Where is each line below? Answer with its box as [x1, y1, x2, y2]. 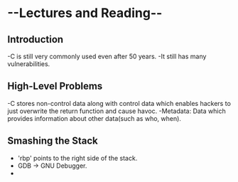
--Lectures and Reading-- [7, 5, 163, 21]
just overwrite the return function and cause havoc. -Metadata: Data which [7, 107, 226, 115]
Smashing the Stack [7, 135, 98, 147]
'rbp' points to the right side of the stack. [17, 154, 138, 162]
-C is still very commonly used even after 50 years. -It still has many [7, 52, 207, 60]
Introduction [7, 33, 64, 45]
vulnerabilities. [7, 60, 50, 68]
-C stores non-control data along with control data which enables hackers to [7, 99, 231, 107]
